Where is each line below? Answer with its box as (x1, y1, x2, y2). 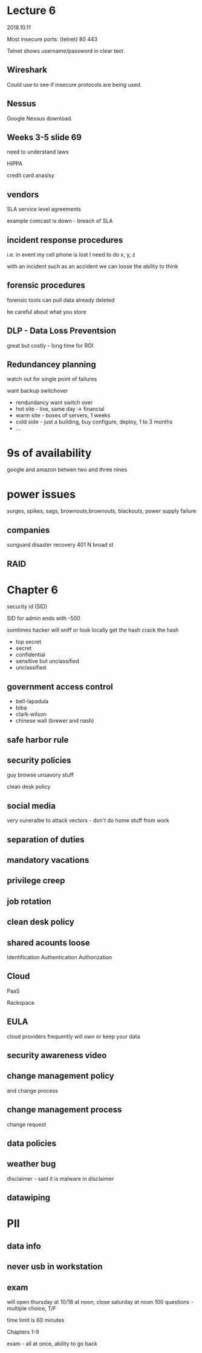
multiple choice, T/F (7, 1305, 56, 1312)
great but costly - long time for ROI (7, 342, 94, 349)
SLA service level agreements (7, 206, 81, 213)
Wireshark (7, 65, 48, 75)
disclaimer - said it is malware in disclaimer (7, 1175, 114, 1182)
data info (7, 1241, 41, 1251)
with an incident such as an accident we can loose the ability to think (7, 263, 178, 270)
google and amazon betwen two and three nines (7, 466, 128, 473)
